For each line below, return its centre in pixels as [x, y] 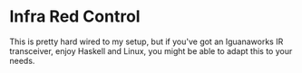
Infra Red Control [75, 17]
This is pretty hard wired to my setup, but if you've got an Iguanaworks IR [146, 41]
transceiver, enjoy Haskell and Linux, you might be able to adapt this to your [151, 50]
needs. [22, 60]
